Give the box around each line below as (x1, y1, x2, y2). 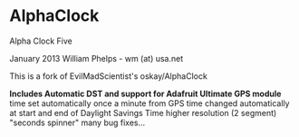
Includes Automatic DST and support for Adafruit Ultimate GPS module (9, 88, 282, 99)
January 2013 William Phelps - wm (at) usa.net (9, 53, 184, 64)
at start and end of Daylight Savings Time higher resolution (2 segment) (9, 107, 277, 118)
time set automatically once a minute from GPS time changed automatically (9, 97, 290, 109)
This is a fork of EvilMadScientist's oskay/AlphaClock (9, 70, 208, 82)
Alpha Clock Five (9, 35, 72, 46)
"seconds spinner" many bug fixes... (9, 117, 146, 128)
